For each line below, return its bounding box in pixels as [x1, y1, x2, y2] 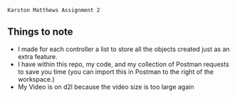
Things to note [7, 26, 73, 38]
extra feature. [17, 52, 58, 60]
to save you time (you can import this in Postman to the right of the [17, 67, 214, 76]
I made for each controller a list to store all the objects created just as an [17, 45, 230, 53]
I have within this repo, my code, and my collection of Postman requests [17, 60, 230, 68]
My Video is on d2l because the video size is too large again [17, 82, 194, 91]
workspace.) [17, 75, 55, 83]
